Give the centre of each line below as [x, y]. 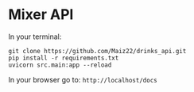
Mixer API [41, 15]
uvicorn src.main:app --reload [60, 65]
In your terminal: [35, 36]
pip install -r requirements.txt [64, 58]
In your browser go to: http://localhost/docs [83, 79]
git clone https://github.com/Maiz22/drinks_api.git [97, 51]
